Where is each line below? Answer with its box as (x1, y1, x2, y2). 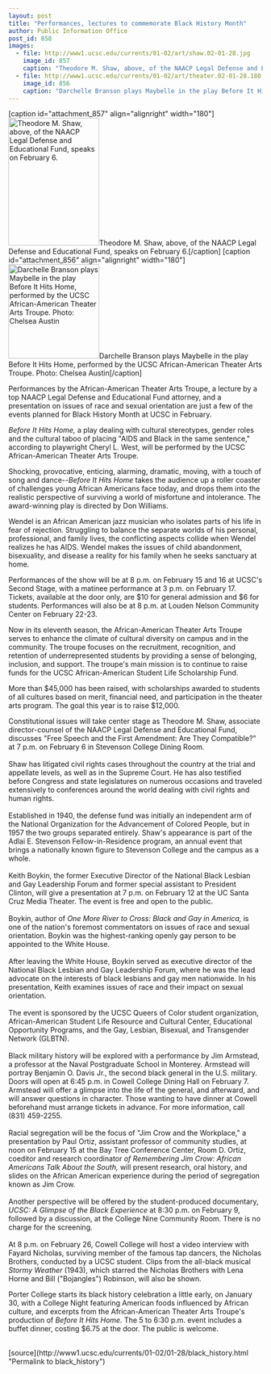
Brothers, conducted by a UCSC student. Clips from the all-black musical (8, 1257, 252, 1267)
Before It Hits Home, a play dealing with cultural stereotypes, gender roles (8, 425, 254, 435)
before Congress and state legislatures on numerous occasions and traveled (8, 777, 262, 786)
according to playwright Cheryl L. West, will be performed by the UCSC (8, 442, 246, 452)
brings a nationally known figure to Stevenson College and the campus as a (8, 845, 260, 855)
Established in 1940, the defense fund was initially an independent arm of (8, 811, 252, 820)
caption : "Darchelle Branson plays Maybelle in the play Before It (23, 86, 254, 95)
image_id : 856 (23, 79, 70, 87)
